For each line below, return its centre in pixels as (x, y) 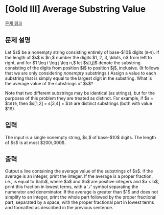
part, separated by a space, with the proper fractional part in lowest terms (80, 202)
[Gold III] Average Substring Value (75, 9)
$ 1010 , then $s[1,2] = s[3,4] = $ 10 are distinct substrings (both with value (79, 103)
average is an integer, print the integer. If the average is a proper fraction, (79, 176)
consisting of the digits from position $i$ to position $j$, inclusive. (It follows (82, 68)
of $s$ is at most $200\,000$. (35, 143)
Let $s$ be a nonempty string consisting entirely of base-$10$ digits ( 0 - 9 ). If (82, 52)
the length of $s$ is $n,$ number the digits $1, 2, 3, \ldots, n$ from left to (79, 57)
